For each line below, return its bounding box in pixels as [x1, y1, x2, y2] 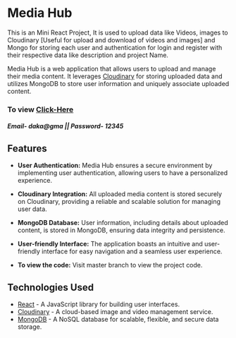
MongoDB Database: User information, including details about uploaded [17, 219, 228, 227]
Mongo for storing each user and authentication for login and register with [7, 43, 223, 52]
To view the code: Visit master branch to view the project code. [17, 261, 203, 270]
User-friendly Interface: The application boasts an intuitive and [17, 240, 203, 248]
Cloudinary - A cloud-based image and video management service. [17, 308, 213, 316]
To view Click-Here [7, 104, 74, 114]
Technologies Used [7, 281, 94, 294]
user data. [17, 205, 47, 213]
